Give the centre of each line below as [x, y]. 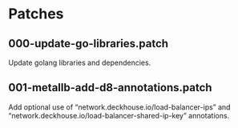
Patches [36, 14]
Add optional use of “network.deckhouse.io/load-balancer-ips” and [119, 107]
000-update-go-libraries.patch [89, 44]
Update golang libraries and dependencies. [80, 62]
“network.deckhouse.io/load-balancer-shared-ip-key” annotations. [119, 115]
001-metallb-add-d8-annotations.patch [110, 88]
